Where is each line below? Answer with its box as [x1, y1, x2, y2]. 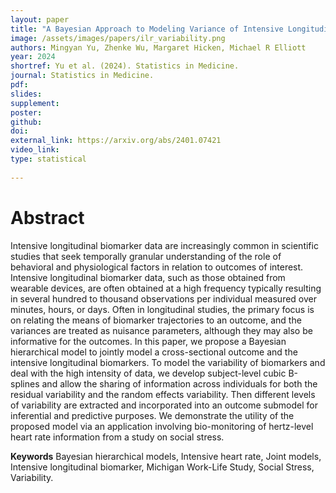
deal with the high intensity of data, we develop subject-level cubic [10, 367, 287, 379]
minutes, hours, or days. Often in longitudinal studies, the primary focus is [10, 303, 315, 315]
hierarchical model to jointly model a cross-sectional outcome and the [10, 346, 298, 358]
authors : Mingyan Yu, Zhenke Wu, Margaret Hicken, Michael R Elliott [10, 42, 307, 53]
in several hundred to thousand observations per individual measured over [10, 292, 317, 305]
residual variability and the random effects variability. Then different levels [10, 388, 316, 400]
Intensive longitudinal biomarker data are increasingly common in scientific [10, 239, 319, 251]
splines [10, 377, 40, 390]
